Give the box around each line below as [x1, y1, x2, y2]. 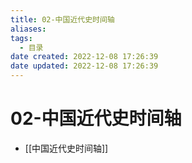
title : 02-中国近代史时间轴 [10, 14, 115, 25]
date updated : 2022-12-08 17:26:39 [10, 61, 159, 71]
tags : [10, 33, 33, 43]
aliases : [10, 24, 47, 34]
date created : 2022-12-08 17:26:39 [10, 52, 159, 62]
